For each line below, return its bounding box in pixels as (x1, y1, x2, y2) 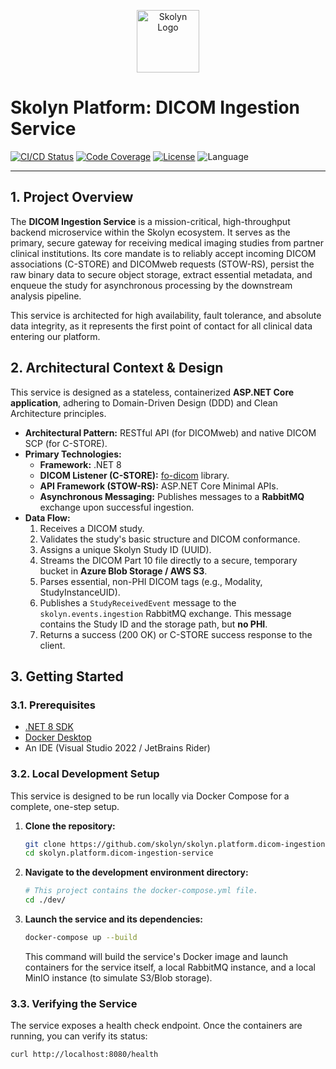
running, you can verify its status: (10, 1030, 148, 1042)
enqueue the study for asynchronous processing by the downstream (10, 279, 293, 291)
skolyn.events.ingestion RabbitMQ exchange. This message (39, 607, 292, 619)
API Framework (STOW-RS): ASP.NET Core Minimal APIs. (39, 480, 279, 492)
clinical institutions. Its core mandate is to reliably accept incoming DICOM (10, 247, 317, 259)
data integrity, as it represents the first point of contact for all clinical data (10, 320, 313, 332)
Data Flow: (24, 511, 71, 524)
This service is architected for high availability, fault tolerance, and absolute (10, 309, 322, 321)
